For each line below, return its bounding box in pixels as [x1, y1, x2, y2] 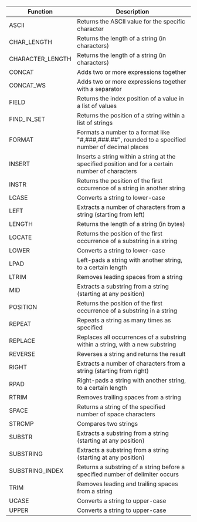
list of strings [77, 119, 113, 127]
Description [116, 8, 150, 15]
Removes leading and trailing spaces [77, 480, 178, 488]
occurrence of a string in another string [77, 184, 185, 192]
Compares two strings [77, 420, 138, 427]
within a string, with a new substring [77, 341, 176, 348]
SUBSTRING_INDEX [9, 467, 64, 474]
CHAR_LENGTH [9, 38, 53, 46]
